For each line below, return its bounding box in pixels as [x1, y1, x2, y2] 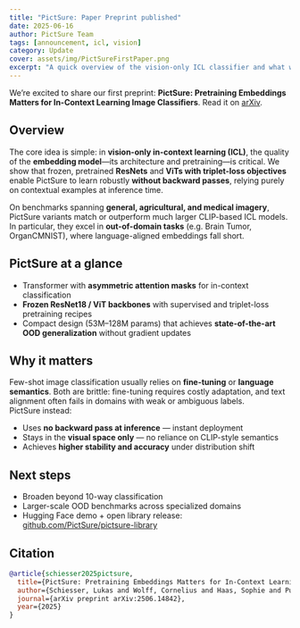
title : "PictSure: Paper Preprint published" [9, 13, 181, 22]
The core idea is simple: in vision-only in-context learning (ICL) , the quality [9, 147, 290, 157]
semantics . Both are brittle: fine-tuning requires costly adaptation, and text [9, 386, 286, 398]
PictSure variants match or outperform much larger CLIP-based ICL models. [9, 211, 288, 222]
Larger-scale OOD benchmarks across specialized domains [21, 501, 242, 512]
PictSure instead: [9, 406, 72, 416]
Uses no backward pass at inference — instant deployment [21, 423, 244, 433]
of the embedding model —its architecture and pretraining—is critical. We [9, 155, 279, 166]
